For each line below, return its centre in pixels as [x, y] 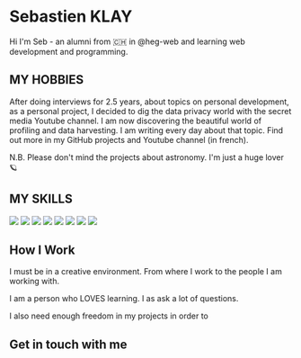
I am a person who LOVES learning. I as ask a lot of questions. [124, 299]
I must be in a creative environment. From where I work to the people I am [146, 272]
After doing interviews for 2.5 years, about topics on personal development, [149, 102]
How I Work [42, 250]
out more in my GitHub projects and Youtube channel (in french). [129, 139]
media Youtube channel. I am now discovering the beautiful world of [136, 121]
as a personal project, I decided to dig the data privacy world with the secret [150, 111]
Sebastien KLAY [71, 17]
